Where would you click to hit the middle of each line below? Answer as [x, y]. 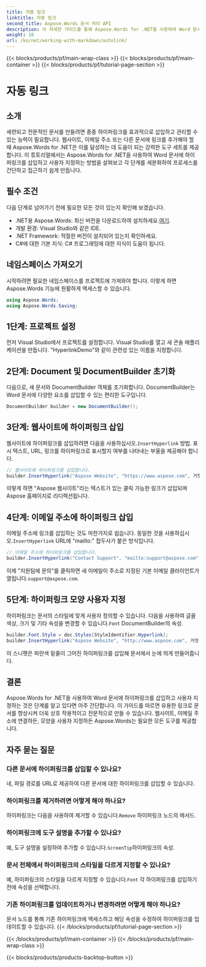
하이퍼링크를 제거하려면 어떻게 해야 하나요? [66, 801]
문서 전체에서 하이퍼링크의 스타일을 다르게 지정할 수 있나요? [88, 865]
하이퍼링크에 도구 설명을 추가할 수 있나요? [64, 833]
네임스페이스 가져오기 [44, 265]
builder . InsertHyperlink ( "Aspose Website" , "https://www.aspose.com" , [98, 476]
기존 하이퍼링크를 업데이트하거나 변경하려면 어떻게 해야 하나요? [93, 904]
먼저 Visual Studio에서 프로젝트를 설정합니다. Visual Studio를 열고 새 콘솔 [95, 342]
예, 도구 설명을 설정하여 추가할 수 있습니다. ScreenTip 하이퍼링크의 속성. [90, 847]
